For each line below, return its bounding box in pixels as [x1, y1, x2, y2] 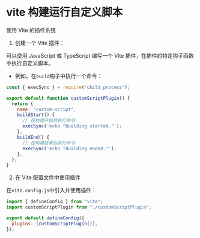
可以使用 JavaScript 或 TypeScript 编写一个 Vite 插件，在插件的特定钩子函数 [6, 52, 194, 59]
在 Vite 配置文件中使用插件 [14, 174, 81, 181]
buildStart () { [17, 112, 55, 118]
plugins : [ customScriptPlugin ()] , [11, 221, 98, 227]
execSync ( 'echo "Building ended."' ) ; [22, 145, 117, 151]
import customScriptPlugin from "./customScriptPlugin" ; [6, 204, 152, 210]
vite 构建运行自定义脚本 [6, 5, 123, 19]
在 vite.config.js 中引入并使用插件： [6, 187, 97, 194]
